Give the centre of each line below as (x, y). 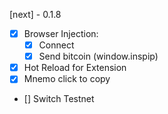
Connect (56, 45)
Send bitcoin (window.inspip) (98, 56)
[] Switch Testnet (59, 99)
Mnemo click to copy (67, 79)
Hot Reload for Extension (75, 68)
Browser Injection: (61, 33)
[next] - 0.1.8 (35, 14)
